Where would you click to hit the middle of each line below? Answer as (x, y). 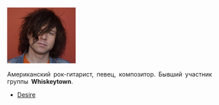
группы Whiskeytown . (40, 81)
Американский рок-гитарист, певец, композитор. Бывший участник (109, 74)
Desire (26, 95)
